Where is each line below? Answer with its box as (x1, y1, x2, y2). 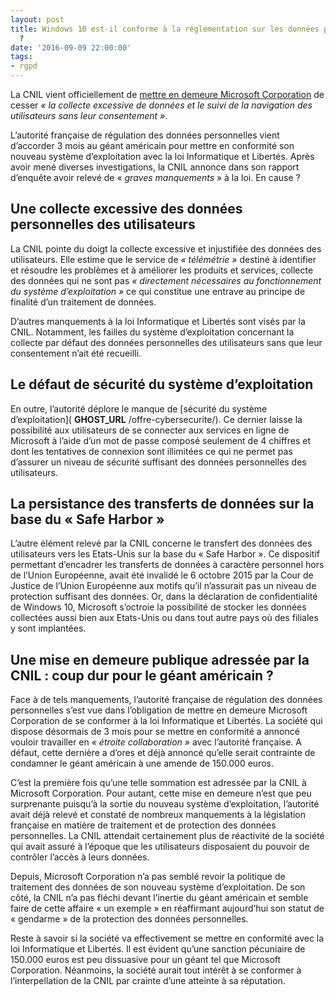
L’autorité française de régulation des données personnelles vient (10, 129, 280, 141)
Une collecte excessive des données (10, 201, 243, 218)
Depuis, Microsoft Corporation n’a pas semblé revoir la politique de (10, 871, 286, 883)
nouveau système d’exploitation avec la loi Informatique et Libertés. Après (10, 151, 315, 162)
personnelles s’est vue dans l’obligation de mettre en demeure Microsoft (10, 704, 308, 716)
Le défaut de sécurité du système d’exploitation (10, 376, 314, 393)
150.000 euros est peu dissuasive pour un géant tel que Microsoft (10, 954, 282, 966)
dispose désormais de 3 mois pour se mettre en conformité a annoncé (10, 726, 300, 738)
